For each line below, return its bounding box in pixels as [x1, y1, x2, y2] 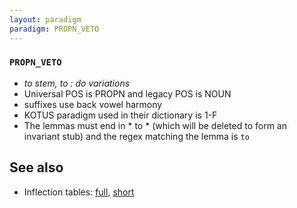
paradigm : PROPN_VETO [9, 24, 100, 34]
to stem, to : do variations [23, 77, 131, 89]
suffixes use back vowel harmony [23, 98, 163, 110]
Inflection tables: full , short [23, 186, 135, 198]
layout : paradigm [9, 14, 82, 25]
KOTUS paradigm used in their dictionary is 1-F [23, 109, 218, 121]
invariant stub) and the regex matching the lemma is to [23, 130, 250, 142]
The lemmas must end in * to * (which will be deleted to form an [23, 119, 288, 131]
